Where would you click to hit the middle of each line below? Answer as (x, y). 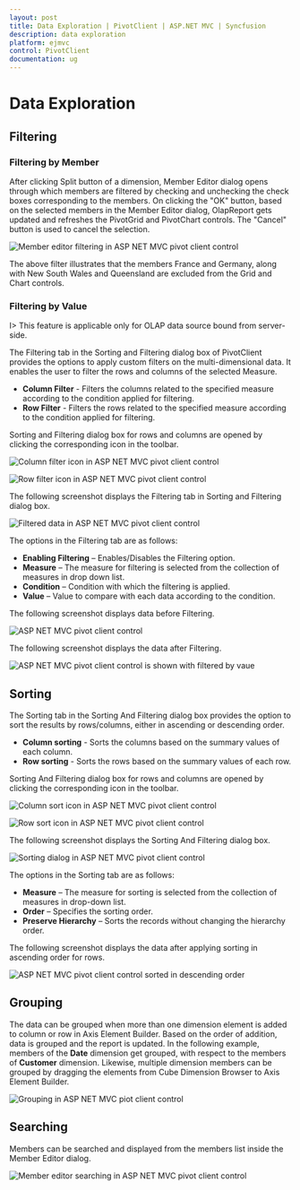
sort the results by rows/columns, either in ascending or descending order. (147, 724)
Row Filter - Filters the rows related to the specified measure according (154, 408)
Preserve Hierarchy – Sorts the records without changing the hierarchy (154, 920)
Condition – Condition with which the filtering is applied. (126, 587)
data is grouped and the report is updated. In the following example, (134, 1043)
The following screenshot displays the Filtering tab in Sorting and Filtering (146, 496)
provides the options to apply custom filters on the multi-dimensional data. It (150, 362)
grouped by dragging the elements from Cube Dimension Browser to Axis (145, 1072)
